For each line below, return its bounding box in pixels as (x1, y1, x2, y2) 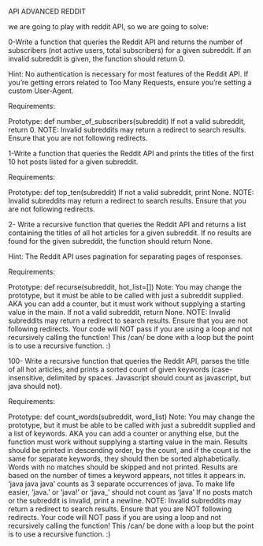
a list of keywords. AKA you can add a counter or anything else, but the (8, 429, 239, 438)
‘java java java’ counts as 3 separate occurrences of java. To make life (8, 479, 235, 488)
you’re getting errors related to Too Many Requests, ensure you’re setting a (8, 78, 252, 87)
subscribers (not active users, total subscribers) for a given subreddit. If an (8, 46, 252, 54)
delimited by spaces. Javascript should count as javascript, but (46, 373, 251, 382)
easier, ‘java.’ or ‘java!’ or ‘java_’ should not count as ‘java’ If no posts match (8, 488, 254, 496)
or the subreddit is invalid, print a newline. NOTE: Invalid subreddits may (8, 496, 242, 505)
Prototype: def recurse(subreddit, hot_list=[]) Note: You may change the (8, 282, 243, 291)
